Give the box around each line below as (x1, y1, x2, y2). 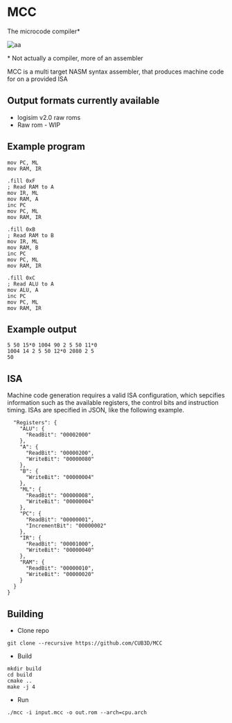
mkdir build (7, 665, 42, 672)
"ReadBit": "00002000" (25, 431, 91, 439)
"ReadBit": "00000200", (25, 450, 95, 457)
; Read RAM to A (7, 183, 54, 191)
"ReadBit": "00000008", (25, 492, 95, 499)
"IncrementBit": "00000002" (25, 523, 107, 530)
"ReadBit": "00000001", (25, 516, 95, 523)
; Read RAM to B (7, 232, 54, 239)
